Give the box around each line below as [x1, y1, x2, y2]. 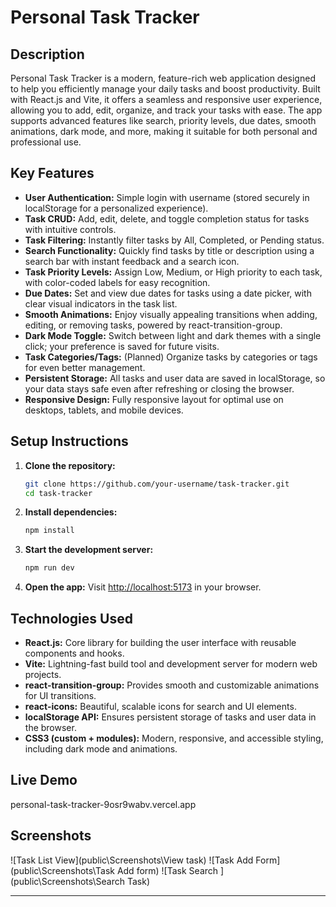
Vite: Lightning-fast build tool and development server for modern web [24, 657, 318, 670]
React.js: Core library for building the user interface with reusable [24, 636, 297, 648]
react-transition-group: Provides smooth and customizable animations [24, 679, 320, 691]
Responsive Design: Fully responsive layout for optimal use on [24, 393, 284, 405]
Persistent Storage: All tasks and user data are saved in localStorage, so [24, 372, 326, 384]
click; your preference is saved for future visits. [24, 340, 220, 352]
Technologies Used [10, 610, 133, 627]
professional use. [10, 136, 82, 148]
